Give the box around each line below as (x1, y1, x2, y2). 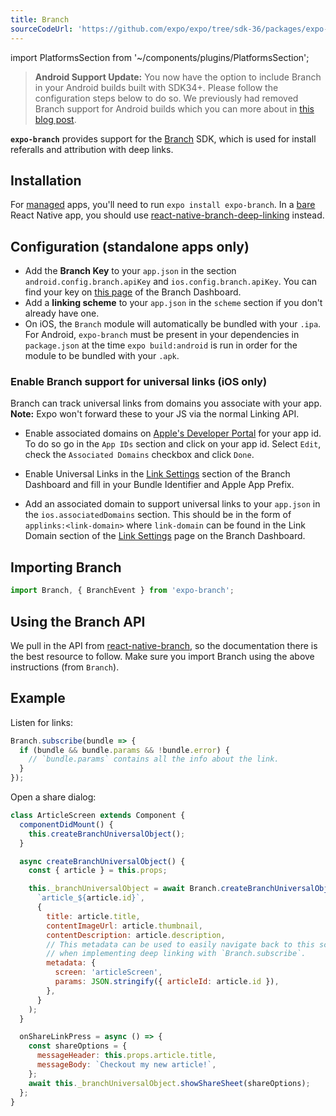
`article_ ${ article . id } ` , (36, 893, 145, 903)
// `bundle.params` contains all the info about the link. (28, 754, 280, 765)
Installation (10, 172, 82, 189)
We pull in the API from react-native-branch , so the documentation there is (10, 639, 318, 651)
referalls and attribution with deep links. (10, 143, 174, 155)
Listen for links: (10, 716, 74, 728)
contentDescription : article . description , (46, 930, 226, 940)
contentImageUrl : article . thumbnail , (46, 921, 203, 931)
